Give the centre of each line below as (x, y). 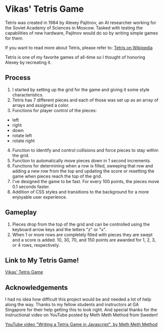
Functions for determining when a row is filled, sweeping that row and (82, 166)
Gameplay (21, 212)
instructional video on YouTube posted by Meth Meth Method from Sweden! (82, 315)
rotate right (23, 141)
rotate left (22, 135)
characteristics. (28, 95)
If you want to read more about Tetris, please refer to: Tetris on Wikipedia (79, 47)
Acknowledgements (36, 287)
